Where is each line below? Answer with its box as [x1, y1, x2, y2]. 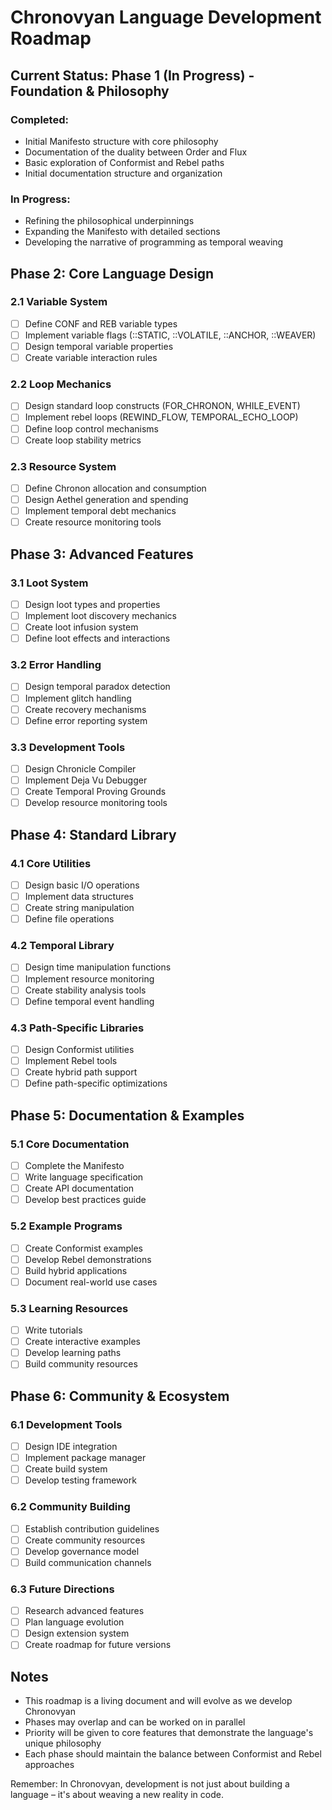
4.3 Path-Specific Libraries [10, 1021, 145, 1035]
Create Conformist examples [24, 1242, 143, 1254]
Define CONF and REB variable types [24, 317, 178, 330]
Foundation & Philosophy [10, 82, 170, 100]
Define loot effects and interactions [24, 632, 171, 645]
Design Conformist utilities [24, 1044, 135, 1056]
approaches [24, 1759, 75, 1771]
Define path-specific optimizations [24, 1077, 168, 1090]
